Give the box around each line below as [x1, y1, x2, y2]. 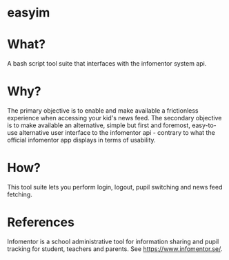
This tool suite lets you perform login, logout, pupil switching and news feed [7, 183, 223, 191]
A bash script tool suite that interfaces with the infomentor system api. [7, 59, 207, 68]
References [7, 214, 74, 230]
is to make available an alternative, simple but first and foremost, [7, 121, 191, 129]
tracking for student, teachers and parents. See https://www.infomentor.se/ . [7, 244, 223, 253]
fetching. [7, 190, 32, 198]
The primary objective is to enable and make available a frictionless [7, 106, 199, 115]
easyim [7, 5, 50, 21]
